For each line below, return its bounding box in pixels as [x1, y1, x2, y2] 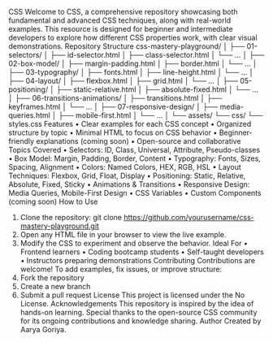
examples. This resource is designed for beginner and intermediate [8, 24, 233, 33]
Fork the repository [19, 273, 85, 283]
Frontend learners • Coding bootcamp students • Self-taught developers [19, 247, 264, 257]
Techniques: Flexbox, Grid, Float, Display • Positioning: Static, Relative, [8, 171, 246, 180]
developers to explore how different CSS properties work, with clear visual [8, 32, 258, 42]
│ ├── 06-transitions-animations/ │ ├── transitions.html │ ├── [8, 93, 223, 102]
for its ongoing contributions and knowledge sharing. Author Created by [19, 316, 262, 326]
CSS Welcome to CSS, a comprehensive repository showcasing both [8, 7, 238, 16]
